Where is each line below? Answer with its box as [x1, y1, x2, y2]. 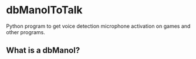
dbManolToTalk [6, 3, 83, 17]
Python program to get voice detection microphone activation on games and [6, 23, 191, 30]
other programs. [6, 28, 46, 35]
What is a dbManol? [6, 46, 80, 56]
